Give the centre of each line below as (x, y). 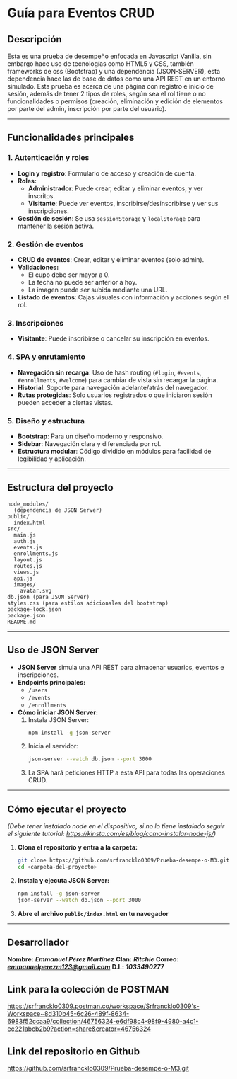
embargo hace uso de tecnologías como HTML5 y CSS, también (101, 64)
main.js (25, 535)
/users (38, 690)
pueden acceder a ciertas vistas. (65, 402)
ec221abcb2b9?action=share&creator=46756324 (79, 1029)
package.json (26, 615)
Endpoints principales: (51, 682)
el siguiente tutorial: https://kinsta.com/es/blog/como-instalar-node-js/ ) (112, 834)
